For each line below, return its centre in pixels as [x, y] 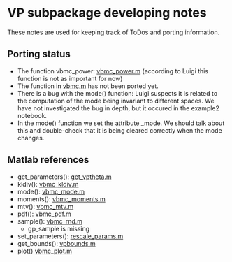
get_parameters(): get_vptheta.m [64, 177]
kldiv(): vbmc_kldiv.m [48, 184]
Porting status [39, 54]
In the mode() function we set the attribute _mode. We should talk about [121, 123]
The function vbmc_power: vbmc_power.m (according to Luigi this [113, 71]
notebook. [32, 115]
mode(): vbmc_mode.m [51, 191]
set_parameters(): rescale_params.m [70, 236]
